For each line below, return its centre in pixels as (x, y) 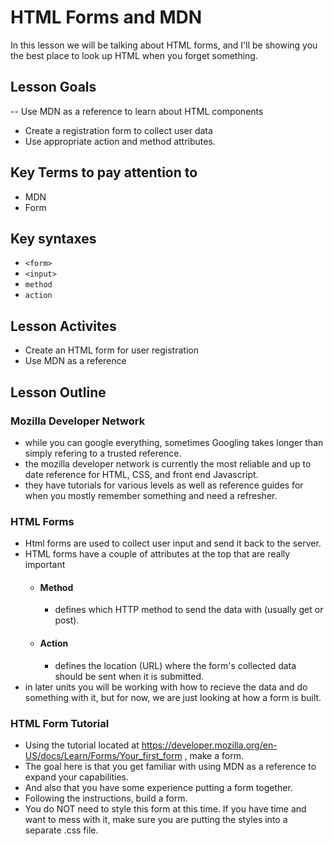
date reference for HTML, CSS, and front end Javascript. (141, 474)
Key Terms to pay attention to (104, 172)
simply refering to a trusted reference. (103, 453)
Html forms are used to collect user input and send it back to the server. (173, 543)
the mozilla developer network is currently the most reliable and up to (168, 463)
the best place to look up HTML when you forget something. (134, 55)
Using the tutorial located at (82, 745)
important (45, 565)
